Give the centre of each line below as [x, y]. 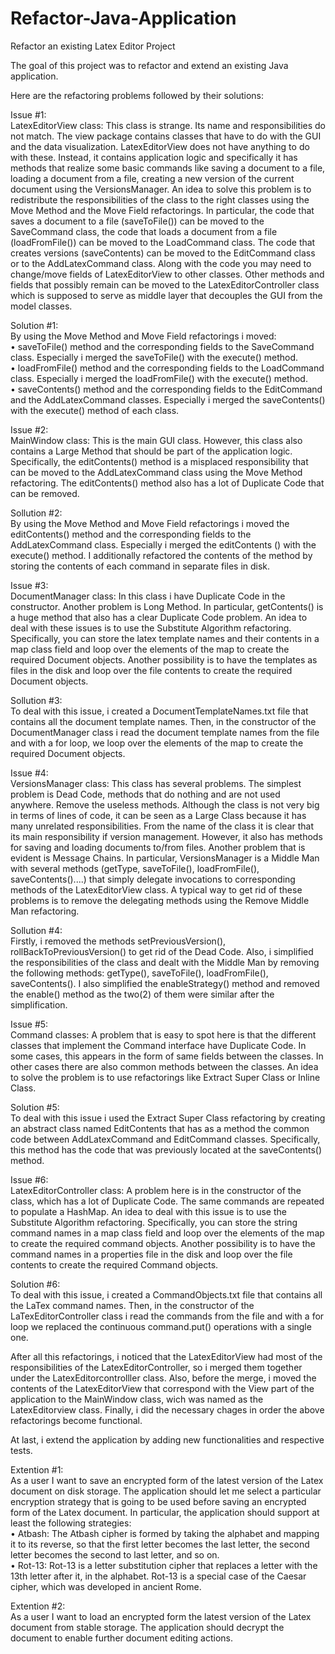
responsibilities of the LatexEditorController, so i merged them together [156, 1367]
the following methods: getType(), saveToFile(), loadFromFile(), [139, 973]
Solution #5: [35, 1107]
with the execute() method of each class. [95, 410]
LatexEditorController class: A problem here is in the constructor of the [156, 1190]
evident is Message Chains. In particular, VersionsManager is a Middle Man [165, 858]
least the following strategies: [71, 1523]
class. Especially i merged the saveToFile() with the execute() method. [154, 357]
